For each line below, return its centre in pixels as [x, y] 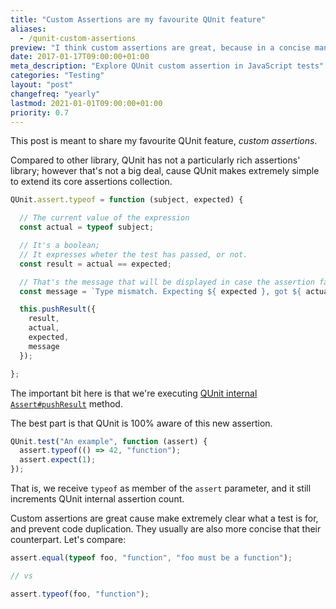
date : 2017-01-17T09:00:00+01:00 [80, 57]
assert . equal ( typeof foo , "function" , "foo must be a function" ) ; [151, 558]
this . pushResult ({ [58, 309]
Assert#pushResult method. [66, 403]
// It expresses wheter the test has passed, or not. [133, 254]
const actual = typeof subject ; [87, 227]
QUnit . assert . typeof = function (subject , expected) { [127, 200]
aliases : [28, 29]
